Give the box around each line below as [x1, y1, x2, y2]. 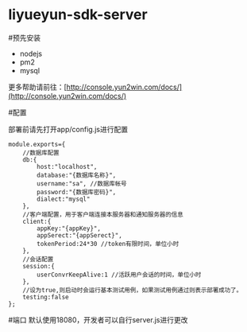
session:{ [22, 262, 56, 270]
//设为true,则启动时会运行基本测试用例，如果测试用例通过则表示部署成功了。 [22, 286, 243, 294]
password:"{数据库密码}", [37, 188, 117, 196]
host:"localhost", [37, 162, 98, 170]
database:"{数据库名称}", [37, 171, 117, 179]
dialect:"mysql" [37, 195, 91, 203]
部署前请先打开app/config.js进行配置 [8, 124, 129, 134]
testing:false [22, 293, 69, 301]
